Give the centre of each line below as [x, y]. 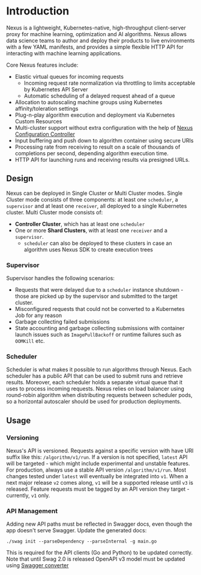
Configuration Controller [45, 134]
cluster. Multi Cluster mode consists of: [55, 212]
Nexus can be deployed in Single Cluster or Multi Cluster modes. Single [94, 193]
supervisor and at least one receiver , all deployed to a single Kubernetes [97, 206]
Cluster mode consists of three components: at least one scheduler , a [92, 199]
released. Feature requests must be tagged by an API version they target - [98, 489]
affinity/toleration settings [46, 108]
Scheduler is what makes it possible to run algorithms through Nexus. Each [99, 370]
